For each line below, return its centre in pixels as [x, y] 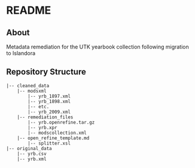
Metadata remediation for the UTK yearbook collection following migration [98, 47]
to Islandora [21, 53]
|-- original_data [29, 148]
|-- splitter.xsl [49, 143]
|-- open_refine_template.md [53, 138]
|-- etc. [39, 106]
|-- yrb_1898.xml [49, 101]
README [29, 10]
